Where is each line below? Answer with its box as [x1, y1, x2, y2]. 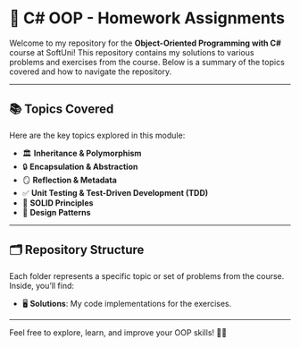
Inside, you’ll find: [9, 280, 74, 291]
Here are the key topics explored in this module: [9, 130, 186, 140]
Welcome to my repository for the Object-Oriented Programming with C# [9, 38, 281, 48]
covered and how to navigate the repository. [9, 66, 172, 77]
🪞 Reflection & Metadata [21, 174, 118, 185]
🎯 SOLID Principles [21, 197, 94, 208]
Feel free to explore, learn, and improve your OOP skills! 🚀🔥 [9, 326, 228, 338]
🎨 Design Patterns [21, 207, 91, 217]
